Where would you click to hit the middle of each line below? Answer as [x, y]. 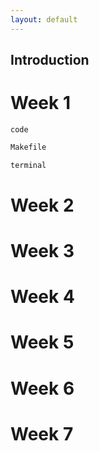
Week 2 [42, 205]
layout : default [44, 19]
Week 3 [42, 251]
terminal [28, 165]
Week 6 [42, 388]
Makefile [28, 147]
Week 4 [42, 297]
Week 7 [42, 433]
